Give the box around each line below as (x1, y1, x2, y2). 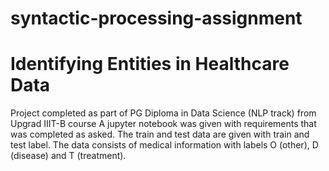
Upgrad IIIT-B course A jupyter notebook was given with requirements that (10, 118, 317, 130)
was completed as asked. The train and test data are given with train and (10, 128, 310, 141)
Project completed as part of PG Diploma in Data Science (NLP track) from (10, 107, 317, 119)
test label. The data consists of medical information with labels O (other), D (10, 139, 319, 151)
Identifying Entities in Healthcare (10, 53, 290, 76)
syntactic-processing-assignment (10, 7, 303, 30)
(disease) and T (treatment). (10, 150, 127, 162)
